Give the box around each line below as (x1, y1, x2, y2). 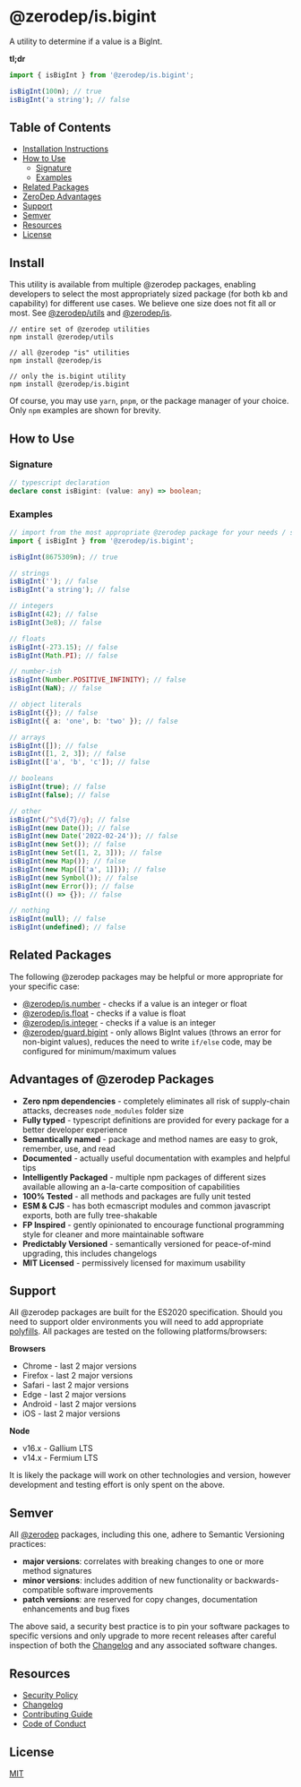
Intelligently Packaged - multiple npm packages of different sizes (21, 1172, 267, 1182)
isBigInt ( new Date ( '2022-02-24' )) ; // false (9, 831, 178, 841)
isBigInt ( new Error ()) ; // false (9, 881, 134, 890)
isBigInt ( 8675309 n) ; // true (9, 553, 118, 562)
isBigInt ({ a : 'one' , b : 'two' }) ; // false (9, 717, 178, 726)
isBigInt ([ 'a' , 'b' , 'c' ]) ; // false (9, 758, 150, 767)
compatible (21, 1585, 64, 1595)
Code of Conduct (21, 1718, 87, 1730)
